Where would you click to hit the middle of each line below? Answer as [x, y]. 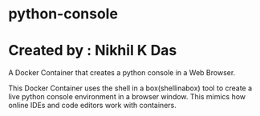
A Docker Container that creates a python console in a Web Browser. [122, 73]
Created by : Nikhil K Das [93, 51]
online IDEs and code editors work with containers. [92, 106]
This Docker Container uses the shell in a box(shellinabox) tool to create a [130, 88]
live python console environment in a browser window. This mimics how [127, 97]
